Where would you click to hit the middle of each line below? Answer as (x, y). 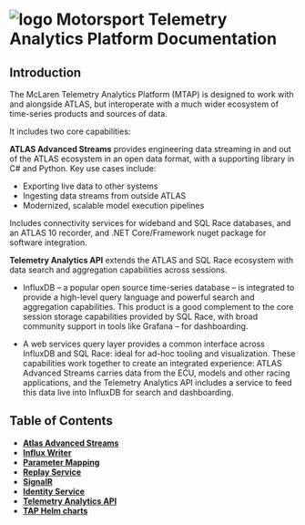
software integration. (49, 242)
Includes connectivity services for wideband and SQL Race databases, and (150, 223)
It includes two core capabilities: (70, 131)
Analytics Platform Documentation (143, 39)
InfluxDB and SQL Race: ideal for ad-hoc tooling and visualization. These (159, 354)
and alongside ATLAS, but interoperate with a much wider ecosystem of (144, 104)
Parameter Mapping (61, 462)
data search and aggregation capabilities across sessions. (118, 270)
